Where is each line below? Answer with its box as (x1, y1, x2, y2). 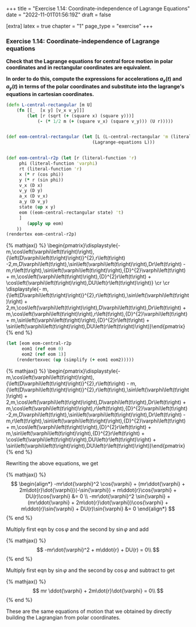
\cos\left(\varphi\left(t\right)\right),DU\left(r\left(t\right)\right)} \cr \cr (6, 280, 170, 287)
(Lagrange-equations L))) (92, 139, 156, 145)
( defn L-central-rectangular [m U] (6, 102, 93, 108)
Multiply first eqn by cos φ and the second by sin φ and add (6, 526, 149, 533)
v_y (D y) (19, 188, 43, 194)
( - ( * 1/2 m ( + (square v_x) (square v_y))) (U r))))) (37, 118, 174, 124)
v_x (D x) (19, 182, 43, 188)
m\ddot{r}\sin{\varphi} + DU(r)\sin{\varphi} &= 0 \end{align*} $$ (21, 505, 175, 512)
